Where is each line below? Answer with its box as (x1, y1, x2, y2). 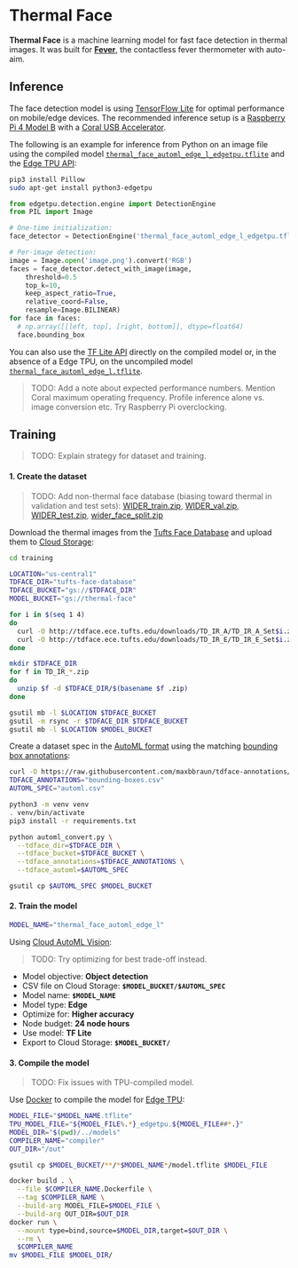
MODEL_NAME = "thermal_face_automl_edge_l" (9, 921, 165, 930)
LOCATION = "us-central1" (9, 569, 98, 578)
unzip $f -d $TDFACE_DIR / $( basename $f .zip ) (17, 685, 189, 693)
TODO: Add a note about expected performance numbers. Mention (30, 383, 276, 393)
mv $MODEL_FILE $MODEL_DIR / (9, 1251, 114, 1260)
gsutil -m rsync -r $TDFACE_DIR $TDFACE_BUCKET (9, 717, 189, 725)
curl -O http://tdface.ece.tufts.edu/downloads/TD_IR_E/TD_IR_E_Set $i (17, 635, 284, 644)
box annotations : (9, 750, 71, 761)
